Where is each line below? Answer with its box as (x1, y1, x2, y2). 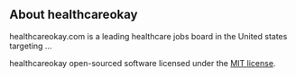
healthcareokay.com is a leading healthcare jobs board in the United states (9, 30, 288, 41)
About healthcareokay (9, 7, 138, 22)
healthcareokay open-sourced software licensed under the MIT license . (9, 57, 276, 68)
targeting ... (9, 40, 52, 51)
